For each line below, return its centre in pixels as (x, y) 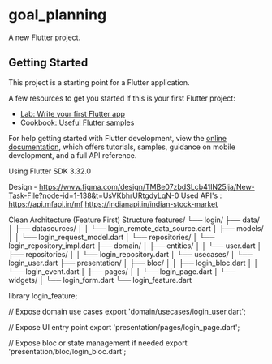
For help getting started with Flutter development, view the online (118, 138)
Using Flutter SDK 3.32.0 (50, 171)
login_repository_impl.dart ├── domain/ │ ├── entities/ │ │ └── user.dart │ (135, 246)
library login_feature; (43, 295)
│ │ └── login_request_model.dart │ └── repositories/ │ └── (112, 237)
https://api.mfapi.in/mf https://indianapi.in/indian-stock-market (113, 203)
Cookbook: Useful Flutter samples (77, 122)
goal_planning (58, 15)
